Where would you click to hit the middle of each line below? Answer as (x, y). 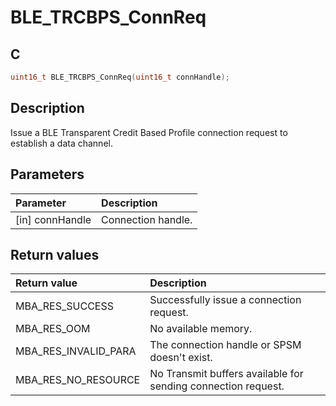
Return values (55, 254)
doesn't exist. (181, 358)
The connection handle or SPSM (225, 345)
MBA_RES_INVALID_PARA (76, 351)
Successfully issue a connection (225, 300)
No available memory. (201, 329)
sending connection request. (217, 386)
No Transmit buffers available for (226, 374)
